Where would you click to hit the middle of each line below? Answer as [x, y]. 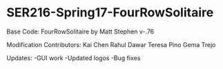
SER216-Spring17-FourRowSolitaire [110, 13]
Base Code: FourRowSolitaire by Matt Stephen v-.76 [80, 31]
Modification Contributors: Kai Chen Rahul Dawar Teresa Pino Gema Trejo [111, 44]
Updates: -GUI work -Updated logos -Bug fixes [74, 58]
